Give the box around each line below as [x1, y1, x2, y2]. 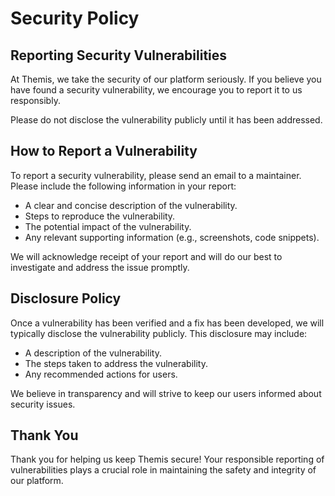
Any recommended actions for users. [24, 368, 178, 380]
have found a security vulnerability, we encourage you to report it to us [10, 84, 303, 96]
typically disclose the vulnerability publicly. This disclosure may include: [10, 327, 308, 339]
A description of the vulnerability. [24, 347, 162, 359]
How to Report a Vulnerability [10, 143, 198, 160]
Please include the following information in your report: [10, 180, 237, 192]
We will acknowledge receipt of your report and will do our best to [10, 250, 283, 262]
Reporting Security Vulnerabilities [10, 47, 228, 64]
